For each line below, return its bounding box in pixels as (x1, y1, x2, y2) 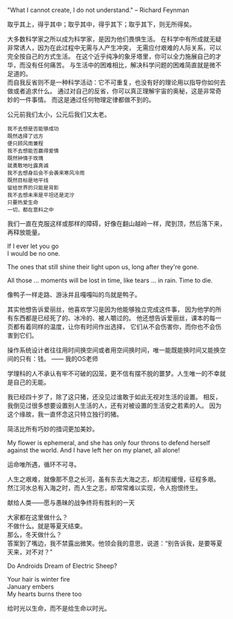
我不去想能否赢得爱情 (7, 148, 59, 155)
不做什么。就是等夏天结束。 (7, 522, 87, 530)
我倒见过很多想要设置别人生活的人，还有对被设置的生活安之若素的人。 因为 (7, 401, 222, 410)
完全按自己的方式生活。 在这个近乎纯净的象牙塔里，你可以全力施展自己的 (7, 52, 216, 60)
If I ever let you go (7, 242, 59, 250)
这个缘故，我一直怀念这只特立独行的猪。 (7, 410, 123, 418)
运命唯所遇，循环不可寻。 (7, 460, 80, 469)
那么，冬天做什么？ (7, 530, 62, 539)
